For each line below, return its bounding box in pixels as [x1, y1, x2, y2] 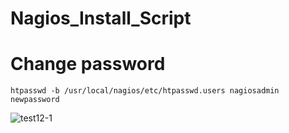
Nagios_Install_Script [10, 7, 192, 30]
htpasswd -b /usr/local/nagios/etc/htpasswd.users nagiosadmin [10, 86, 280, 96]
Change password [10, 53, 166, 76]
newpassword [10, 95, 60, 105]
